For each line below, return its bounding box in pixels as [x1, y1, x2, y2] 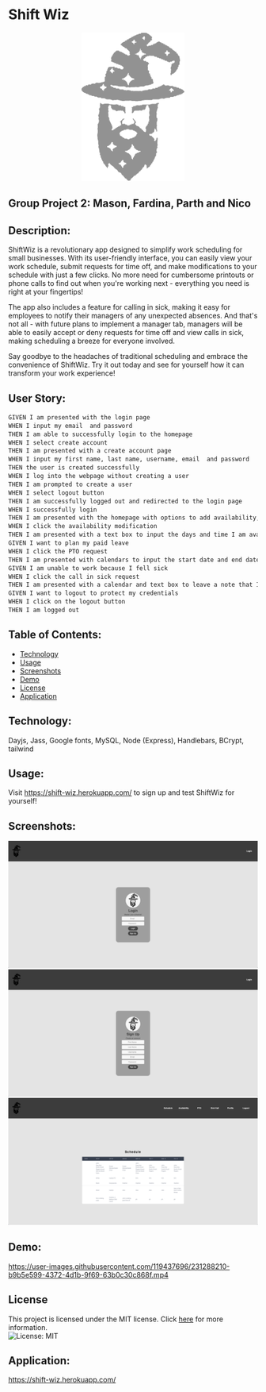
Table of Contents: [8, 628, 102, 642]
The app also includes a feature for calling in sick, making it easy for [8, 303, 231, 312]
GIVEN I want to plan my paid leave [8, 539, 129, 547]
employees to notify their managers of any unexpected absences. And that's [8, 311, 258, 321]
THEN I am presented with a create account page [8, 447, 172, 455]
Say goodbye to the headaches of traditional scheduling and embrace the [8, 352, 248, 361]
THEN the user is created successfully [8, 464, 140, 472]
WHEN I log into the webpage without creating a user [8, 472, 190, 480]
